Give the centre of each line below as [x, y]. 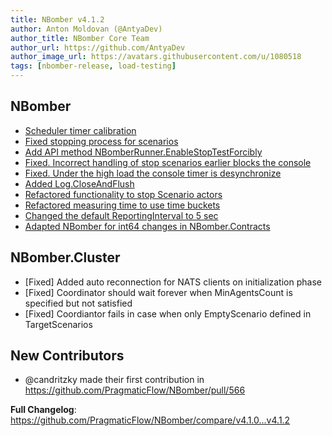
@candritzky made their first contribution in [114, 380]
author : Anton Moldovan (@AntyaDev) [86, 29]
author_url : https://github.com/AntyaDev [98, 47]
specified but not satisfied [78, 303]
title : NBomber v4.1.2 [57, 19]
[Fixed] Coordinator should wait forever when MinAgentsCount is [158, 292]
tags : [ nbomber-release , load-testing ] [93, 66]
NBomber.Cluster [65, 257]
